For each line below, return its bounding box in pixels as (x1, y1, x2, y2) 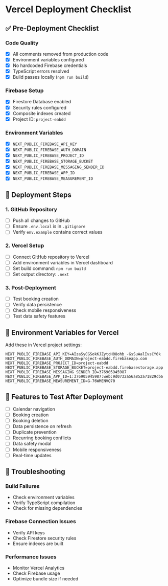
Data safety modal (12, 441, 52, 447)
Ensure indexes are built (12, 540, 64, 547)
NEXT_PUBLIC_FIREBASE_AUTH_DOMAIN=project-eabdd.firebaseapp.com (5, 356, 147, 362)
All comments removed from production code (12, 51, 109, 57)
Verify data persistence (12, 302, 62, 308)
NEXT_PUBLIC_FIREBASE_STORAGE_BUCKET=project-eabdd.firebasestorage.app (5, 365, 163, 370)
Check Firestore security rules (12, 535, 77, 541)
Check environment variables (12, 494, 75, 501)
